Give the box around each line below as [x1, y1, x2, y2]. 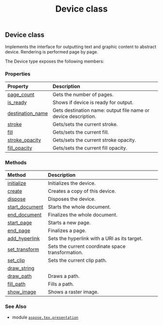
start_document [7, 204, 44, 210]
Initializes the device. [48, 180, 96, 187]
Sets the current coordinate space [48, 243, 126, 250]
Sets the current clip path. [48, 257, 107, 264]
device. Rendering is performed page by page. [5, 49, 98, 54]
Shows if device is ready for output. [52, 99, 133, 105]
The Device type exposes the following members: [5, 58, 104, 64]
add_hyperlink [7, 235, 40, 242]
